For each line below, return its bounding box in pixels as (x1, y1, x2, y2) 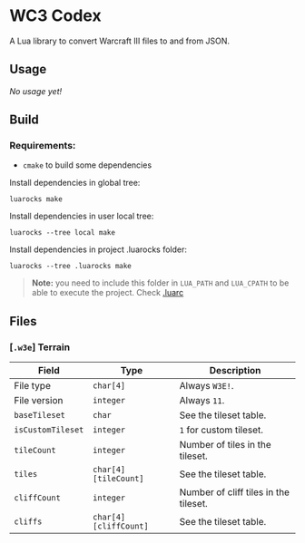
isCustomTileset (14, 425, 84, 435)
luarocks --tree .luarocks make (9, 262, 132, 271)
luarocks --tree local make (9, 228, 116, 238)
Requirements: (9, 140, 76, 152)
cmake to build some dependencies (22, 160, 152, 170)
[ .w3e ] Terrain (9, 341, 71, 354)
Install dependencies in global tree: (9, 178, 141, 189)
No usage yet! (9, 85, 63, 96)
